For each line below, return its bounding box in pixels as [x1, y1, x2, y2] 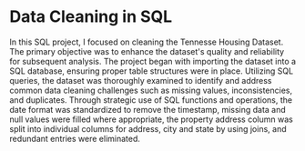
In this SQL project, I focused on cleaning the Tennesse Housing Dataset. [9, 36, 284, 47]
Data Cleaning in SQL [9, 6, 173, 27]
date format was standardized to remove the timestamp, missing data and [9, 104, 287, 115]
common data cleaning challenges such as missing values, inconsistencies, [9, 85, 293, 96]
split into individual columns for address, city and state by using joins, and [9, 123, 287, 134]
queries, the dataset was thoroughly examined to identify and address [9, 75, 272, 86]
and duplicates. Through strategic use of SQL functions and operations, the [9, 94, 293, 106]
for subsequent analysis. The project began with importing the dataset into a [9, 55, 297, 66]
